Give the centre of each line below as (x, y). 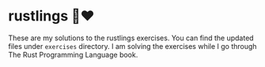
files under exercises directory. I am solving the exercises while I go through (132, 46)
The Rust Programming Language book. (73, 54)
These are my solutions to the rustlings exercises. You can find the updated (131, 38)
